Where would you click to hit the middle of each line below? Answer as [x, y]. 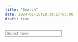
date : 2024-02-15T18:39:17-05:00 [39, 14]
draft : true [17, 19]
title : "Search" [22, 10]
